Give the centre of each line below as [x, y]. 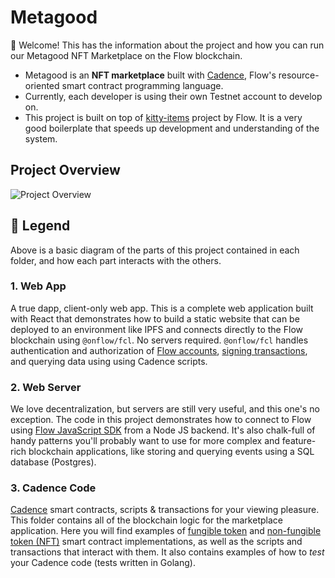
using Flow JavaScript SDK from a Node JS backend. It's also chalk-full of [163, 430]
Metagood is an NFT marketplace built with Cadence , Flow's [150, 75]
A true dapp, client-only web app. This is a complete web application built [162, 308]
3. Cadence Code [53, 488]
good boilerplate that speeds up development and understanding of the [172, 128]
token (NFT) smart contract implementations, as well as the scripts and [156, 542]
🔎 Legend [40, 226]
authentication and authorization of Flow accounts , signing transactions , [159, 350]
